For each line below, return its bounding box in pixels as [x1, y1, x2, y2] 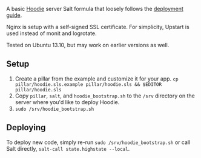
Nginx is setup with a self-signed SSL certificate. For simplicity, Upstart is [6, 24, 189, 30]
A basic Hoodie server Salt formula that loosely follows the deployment [6, 5, 183, 12]
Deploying [6, 122, 46, 133]
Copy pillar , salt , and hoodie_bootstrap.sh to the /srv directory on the [15, 92, 195, 99]
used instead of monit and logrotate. [6, 30, 97, 37]
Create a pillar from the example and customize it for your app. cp [15, 75, 179, 82]
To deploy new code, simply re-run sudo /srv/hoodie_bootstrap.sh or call [6, 139, 191, 146]
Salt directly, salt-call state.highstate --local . [6, 145, 130, 152]
